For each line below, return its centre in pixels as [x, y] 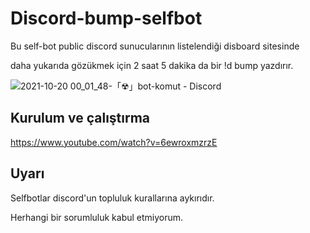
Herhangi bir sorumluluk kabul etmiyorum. [97, 217]
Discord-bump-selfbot [106, 18]
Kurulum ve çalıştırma [80, 118]
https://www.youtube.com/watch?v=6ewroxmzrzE [114, 142]
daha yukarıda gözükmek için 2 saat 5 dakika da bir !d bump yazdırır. [152, 65]
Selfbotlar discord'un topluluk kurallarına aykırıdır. [112, 198]
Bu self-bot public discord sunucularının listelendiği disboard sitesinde [155, 46]
